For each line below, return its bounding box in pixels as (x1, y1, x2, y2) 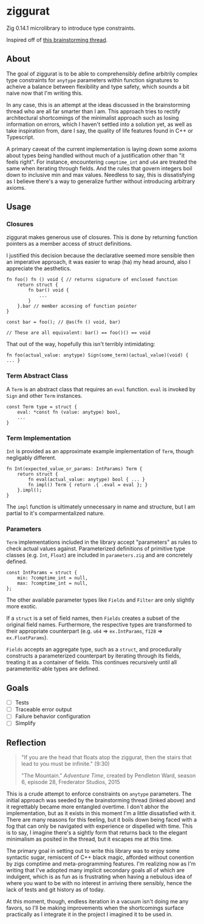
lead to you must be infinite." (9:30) (21, 760, 110, 768)
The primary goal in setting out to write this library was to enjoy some (6, 847, 180, 855)
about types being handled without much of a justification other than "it (6, 151, 185, 159)
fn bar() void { (28, 287, 69, 293)
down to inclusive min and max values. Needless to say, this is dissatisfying (6, 171, 195, 178)
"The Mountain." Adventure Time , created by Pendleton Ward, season (21, 772, 196, 779)
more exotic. (6, 603, 38, 610)
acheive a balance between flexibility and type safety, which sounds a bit (6, 83, 189, 90)
